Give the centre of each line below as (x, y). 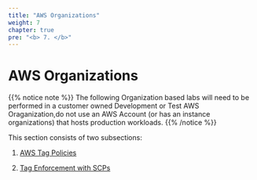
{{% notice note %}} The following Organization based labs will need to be (129, 98)
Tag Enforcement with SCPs (65, 168)
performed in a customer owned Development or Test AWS (104, 106)
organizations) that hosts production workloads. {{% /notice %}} (113, 123)
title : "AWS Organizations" (54, 15)
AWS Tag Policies (48, 153)
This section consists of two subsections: (75, 138)
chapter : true (31, 30)
